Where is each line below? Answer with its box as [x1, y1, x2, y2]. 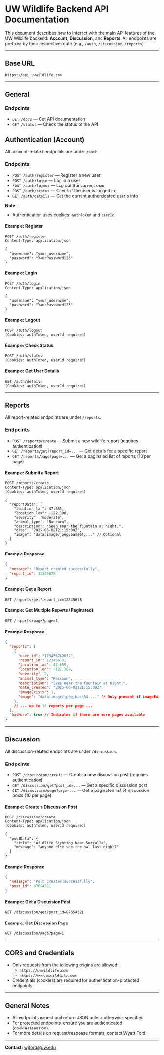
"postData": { [9, 836, 38, 841]
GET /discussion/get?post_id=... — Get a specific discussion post [12, 782, 147, 788]
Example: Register [5, 223, 43, 229]
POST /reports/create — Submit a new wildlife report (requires [12, 438, 139, 444]
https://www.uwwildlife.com [19, 973, 77, 978]
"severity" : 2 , [18, 671, 49, 677]
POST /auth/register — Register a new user [12, 172, 101, 178]
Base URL [5, 59, 35, 68]
